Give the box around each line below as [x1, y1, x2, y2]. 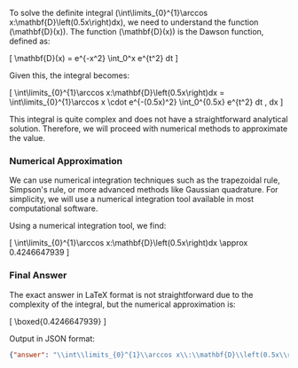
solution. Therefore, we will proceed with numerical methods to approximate [9, 123, 288, 134]
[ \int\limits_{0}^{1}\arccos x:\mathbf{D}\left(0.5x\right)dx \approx [9, 238, 248, 248]
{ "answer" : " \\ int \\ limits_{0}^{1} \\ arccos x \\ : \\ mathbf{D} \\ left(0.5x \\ [9, 350, 288, 359]
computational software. [9, 203, 98, 214]
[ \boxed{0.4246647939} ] [9, 316, 106, 326]
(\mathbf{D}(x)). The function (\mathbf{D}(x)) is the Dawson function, [9, 27, 264, 36]
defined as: [9, 35, 51, 46]
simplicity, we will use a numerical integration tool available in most [9, 194, 255, 205]
